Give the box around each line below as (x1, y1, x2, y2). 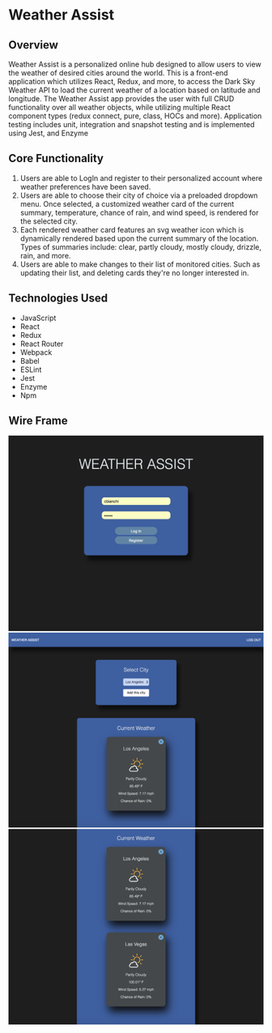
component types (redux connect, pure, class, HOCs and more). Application (8, 111, 262, 121)
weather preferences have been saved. (19, 181, 151, 191)
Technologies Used (8, 292, 108, 305)
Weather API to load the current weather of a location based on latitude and (8, 85, 261, 95)
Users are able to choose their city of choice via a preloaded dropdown (19, 190, 258, 200)
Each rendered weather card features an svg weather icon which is (19, 224, 244, 234)
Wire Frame (8, 414, 69, 428)
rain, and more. (19, 250, 71, 260)
